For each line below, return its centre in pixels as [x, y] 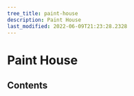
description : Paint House [44, 20]
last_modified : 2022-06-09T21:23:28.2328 [67, 26]
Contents [27, 85]
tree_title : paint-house [43, 13]
